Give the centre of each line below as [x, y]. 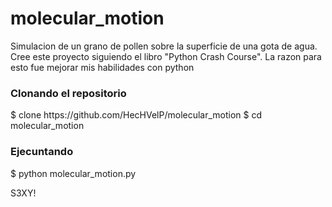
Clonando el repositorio [68, 93]
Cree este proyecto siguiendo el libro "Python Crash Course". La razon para [166, 56]
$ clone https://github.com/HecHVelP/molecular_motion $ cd [136, 115]
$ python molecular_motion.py [73, 173]
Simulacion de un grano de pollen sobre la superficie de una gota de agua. [164, 46]
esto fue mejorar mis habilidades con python [102, 67]
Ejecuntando [42, 152]
